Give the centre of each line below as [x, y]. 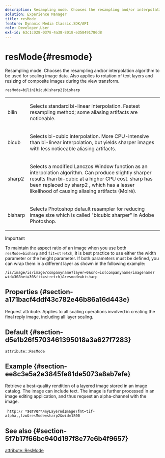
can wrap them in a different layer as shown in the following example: [75, 263]
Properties [22, 292]
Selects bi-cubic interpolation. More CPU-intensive [89, 136]
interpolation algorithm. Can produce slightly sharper [91, 172]
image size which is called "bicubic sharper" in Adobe [92, 215]
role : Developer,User [27, 28]
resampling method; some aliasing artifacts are [84, 112]
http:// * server [24, 411]
